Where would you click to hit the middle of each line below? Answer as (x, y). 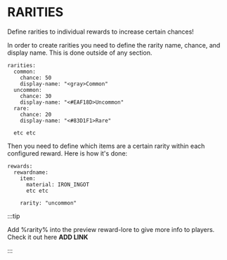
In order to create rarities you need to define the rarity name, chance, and (114, 45)
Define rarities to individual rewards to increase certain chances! (101, 32)
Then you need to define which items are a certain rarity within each (106, 146)
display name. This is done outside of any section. (80, 53)
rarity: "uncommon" (48, 203)
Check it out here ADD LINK (48, 237)
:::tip (14, 216)
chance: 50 (36, 78)
